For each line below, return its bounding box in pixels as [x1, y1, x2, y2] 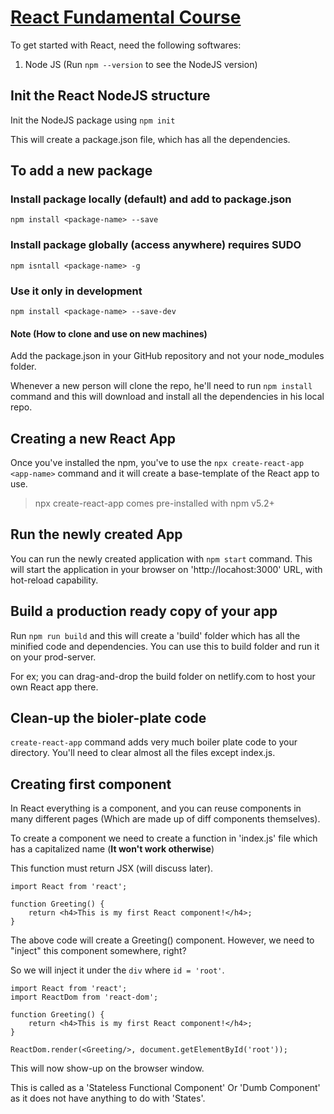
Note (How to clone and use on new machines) [10, 327, 208, 340]
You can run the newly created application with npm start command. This [10, 552, 313, 565]
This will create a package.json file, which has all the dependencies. [10, 133, 291, 145]
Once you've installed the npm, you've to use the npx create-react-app [10, 457, 305, 469]
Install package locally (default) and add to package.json [10, 192, 292, 206]
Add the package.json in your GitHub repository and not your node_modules [10, 350, 325, 362]
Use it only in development [10, 284, 143, 298]
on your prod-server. [10, 651, 97, 663]
